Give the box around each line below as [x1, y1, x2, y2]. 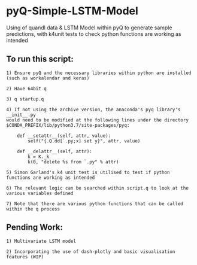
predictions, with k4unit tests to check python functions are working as [6, 30, 181, 37]
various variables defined [6, 190, 74, 196]
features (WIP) [6, 254, 44, 260]
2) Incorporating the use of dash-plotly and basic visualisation [6, 248, 175, 255]
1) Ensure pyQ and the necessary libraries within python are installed [6, 70, 192, 76]
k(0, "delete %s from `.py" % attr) [28, 159, 119, 165]
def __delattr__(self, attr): [17, 148, 93, 154]
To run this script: [6, 54, 74, 64]
